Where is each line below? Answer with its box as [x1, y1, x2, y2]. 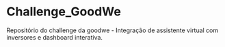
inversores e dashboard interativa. [6, 33, 103, 41]
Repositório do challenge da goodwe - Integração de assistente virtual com [6, 26, 219, 34]
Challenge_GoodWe [6, 4, 121, 19]
